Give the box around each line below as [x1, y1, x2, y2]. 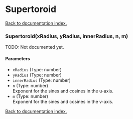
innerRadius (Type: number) [12, 77, 71, 83]
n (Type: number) [12, 83, 49, 89]
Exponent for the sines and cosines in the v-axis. [12, 99, 114, 105]
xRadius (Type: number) [12, 67, 62, 73]
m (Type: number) [12, 93, 49, 99]
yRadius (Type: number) [12, 72, 62, 78]
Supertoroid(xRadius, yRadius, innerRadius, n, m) [5, 33, 128, 40]
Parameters [5, 55, 30, 61]
